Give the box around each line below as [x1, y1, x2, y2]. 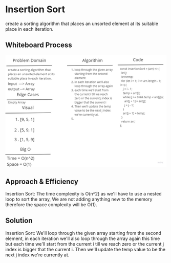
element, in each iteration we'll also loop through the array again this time [5, 235, 160, 242]
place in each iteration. [5, 26, 54, 32]
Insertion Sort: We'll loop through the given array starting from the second [5, 230, 161, 236]
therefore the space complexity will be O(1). [5, 201, 97, 208]
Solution [5, 216, 33, 225]
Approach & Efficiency [5, 177, 78, 186]
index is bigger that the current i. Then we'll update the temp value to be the [5, 246, 166, 252]
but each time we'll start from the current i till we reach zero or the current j [5, 240, 164, 247]
